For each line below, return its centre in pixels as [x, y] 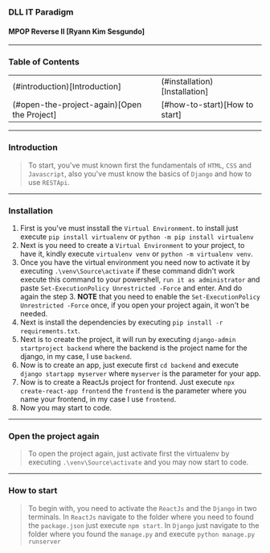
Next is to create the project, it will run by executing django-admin [128, 340]
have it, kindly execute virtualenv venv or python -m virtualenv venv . [136, 254]
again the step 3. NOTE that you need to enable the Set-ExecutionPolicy [140, 297]
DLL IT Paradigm [41, 12]
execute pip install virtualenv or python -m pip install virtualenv [137, 237]
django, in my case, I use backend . [76, 357]
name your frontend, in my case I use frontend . [98, 399]
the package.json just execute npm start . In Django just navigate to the [143, 525]
